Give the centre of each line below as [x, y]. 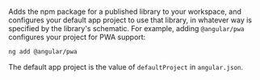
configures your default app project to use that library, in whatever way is [130, 20]
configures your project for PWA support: [77, 37]
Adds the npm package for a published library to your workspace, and [125, 12]
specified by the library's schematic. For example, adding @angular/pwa [126, 28]
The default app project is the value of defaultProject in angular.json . [126, 66]
